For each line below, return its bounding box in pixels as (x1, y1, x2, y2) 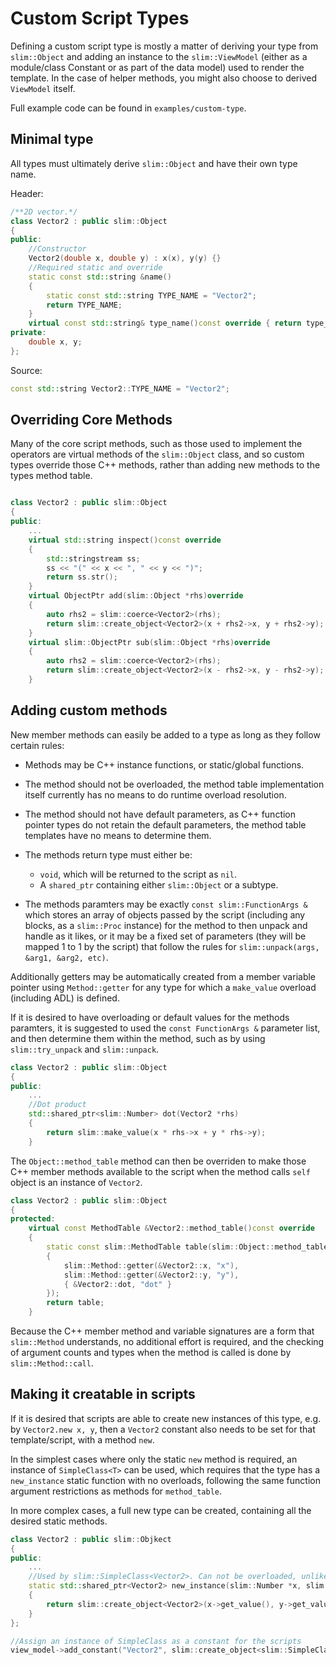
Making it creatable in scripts (10, 1386, 196, 1403)
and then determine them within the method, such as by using (10, 1032, 266, 1044)
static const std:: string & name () (28, 272, 172, 282)
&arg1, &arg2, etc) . (24, 951, 109, 963)
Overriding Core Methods (10, 412, 173, 429)
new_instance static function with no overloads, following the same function (10, 1474, 321, 1486)
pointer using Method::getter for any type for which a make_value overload (10, 981, 317, 993)
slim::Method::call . (10, 1357, 94, 1369)
